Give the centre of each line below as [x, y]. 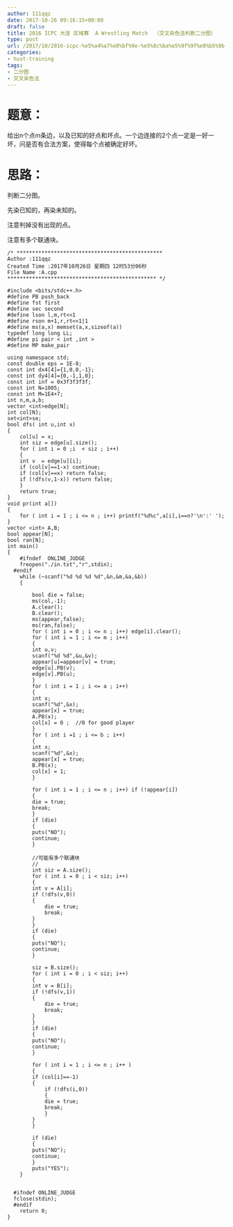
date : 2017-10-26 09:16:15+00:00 [55, 20]
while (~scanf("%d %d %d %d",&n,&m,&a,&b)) [84, 577]
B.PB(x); [45, 766]
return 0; [34, 1211]
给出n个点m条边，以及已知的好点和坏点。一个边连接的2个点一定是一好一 [111, 136]
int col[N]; [24, 412]
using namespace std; [38, 358]
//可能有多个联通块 [56, 858]
